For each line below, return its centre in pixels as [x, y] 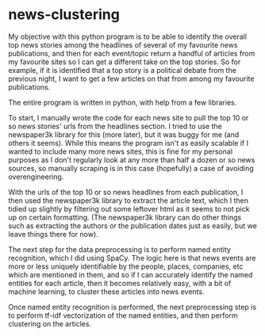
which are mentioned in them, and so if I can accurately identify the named [131, 274]
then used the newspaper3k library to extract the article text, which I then [128, 200]
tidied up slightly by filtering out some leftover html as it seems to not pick [129, 208]
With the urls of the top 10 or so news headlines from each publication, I [126, 192]
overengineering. [36, 177]
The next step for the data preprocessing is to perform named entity [120, 249]
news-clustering [64, 15]
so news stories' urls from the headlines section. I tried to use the [115, 126]
